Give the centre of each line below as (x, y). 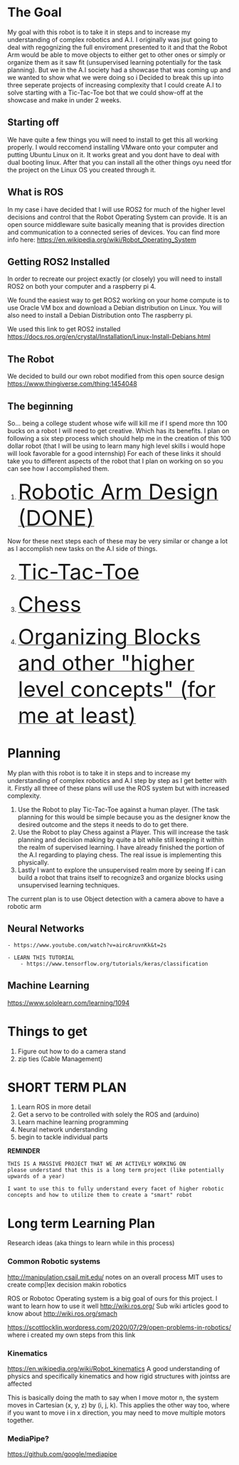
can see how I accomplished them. (58, 469)
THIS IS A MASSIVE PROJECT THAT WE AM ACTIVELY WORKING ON (97, 1164)
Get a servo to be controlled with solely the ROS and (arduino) (108, 1114)
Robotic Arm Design (118, 491)
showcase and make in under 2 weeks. (64, 100)
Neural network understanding (63, 1130)
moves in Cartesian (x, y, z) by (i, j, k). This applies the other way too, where (118, 1405)
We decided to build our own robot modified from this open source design (116, 376)
